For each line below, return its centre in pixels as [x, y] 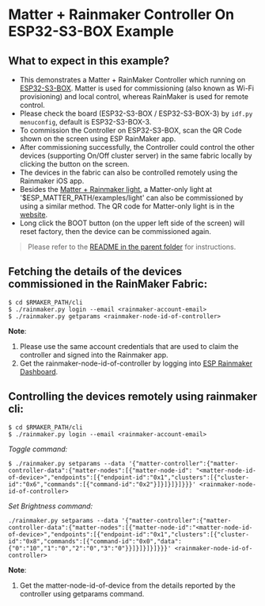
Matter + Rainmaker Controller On [121, 15]
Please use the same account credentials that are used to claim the [129, 346]
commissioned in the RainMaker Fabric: [108, 284]
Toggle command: [38, 449]
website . [34, 215]
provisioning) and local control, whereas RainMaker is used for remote [134, 96]
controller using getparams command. [82, 593]
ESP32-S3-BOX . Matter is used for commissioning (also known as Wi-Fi [137, 88]
